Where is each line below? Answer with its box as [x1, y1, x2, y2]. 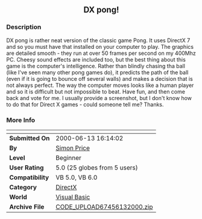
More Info [6, 116, 36, 124]
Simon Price [55, 144, 90, 152]
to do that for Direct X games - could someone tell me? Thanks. [6, 101, 164, 108]
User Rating [9, 163, 44, 171]
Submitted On [9, 134, 50, 142]
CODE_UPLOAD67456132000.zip [55, 202, 153, 211]
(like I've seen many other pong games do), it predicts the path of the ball [6, 69, 189, 76]
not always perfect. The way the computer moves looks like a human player [6, 81, 194, 89]
